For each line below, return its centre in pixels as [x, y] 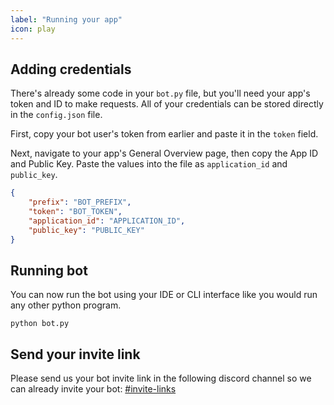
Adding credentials [71, 69]
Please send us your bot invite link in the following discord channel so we [161, 378]
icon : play [33, 29]
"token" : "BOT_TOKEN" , [75, 212]
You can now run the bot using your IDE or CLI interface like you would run [164, 295]
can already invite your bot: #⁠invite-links [93, 389]
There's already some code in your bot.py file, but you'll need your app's [160, 93]
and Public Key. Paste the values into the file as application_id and [149, 164]
